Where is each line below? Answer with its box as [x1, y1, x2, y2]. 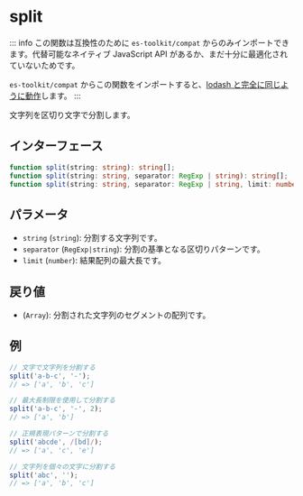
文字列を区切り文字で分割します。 [9, 109, 135, 120]
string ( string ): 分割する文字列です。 [22, 233, 162, 243]
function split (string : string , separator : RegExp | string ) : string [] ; [9, 171, 289, 180]
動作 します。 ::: [24, 90, 81, 101]
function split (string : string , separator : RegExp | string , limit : [9, 179, 272, 188]
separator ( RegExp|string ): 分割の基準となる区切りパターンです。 [22, 243, 265, 254]
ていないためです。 [9, 60, 80, 70]
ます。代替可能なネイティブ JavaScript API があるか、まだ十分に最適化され [9, 48, 289, 60]
